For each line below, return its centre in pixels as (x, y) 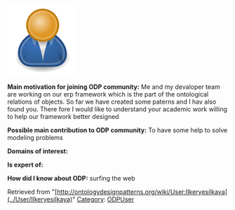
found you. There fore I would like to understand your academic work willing (117, 109)
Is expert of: (25, 164)
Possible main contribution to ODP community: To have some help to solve (117, 130)
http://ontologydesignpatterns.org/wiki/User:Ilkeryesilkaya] (142, 192)
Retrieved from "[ (32, 192)
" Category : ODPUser (103, 199)
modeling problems (35, 138)
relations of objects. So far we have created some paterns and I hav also (112, 101)
